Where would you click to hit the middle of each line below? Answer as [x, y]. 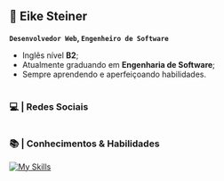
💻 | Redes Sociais [49, 107]
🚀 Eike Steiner [48, 16]
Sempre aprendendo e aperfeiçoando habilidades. [114, 74]
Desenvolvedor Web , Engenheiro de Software [89, 37]
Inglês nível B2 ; [50, 55]
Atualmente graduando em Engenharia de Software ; [119, 64]
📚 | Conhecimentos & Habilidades [84, 144]
